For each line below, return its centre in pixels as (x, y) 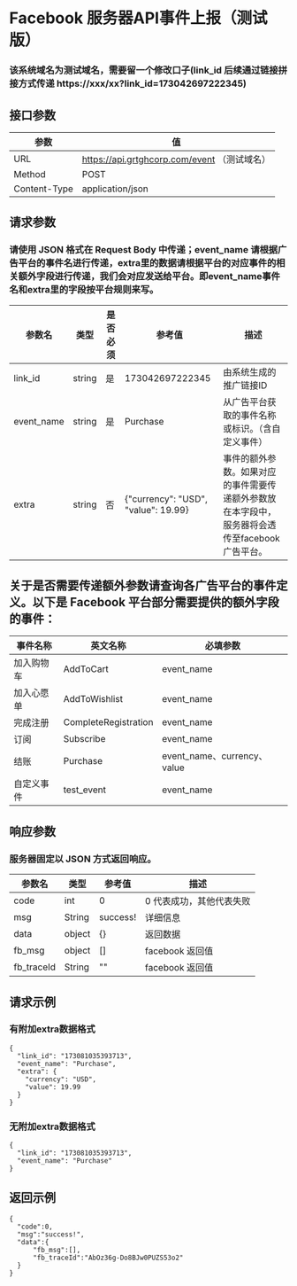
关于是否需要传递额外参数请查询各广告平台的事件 (143, 585)
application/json (115, 189)
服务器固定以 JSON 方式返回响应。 (83, 859)
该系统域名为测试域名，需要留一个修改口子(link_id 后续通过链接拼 (148, 70)
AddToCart (86, 669)
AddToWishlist (93, 699)
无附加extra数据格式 (52, 1126)
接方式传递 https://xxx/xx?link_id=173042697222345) (128, 83)
